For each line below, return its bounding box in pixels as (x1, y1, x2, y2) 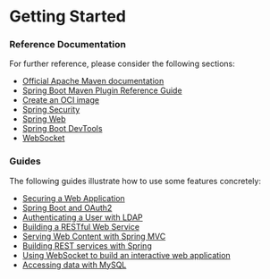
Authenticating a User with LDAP (21, 212, 143, 223)
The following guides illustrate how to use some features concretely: (9, 175, 262, 186)
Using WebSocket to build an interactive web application (21, 249, 231, 260)
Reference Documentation (9, 38, 127, 51)
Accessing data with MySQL (21, 259, 127, 270)
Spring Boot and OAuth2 (21, 202, 113, 213)
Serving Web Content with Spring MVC (21, 231, 166, 241)
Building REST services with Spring (21, 240, 152, 251)
